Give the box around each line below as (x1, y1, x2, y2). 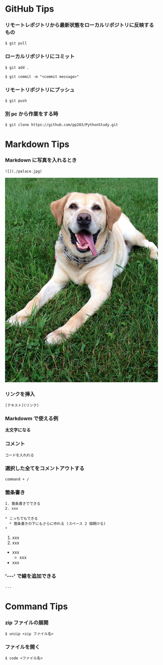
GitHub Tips (5, 3, 54, 15)
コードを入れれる (5, 453, 34, 458)
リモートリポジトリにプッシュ (5, 86, 75, 93)
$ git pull (5, 41, 27, 46)
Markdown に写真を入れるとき (5, 157, 77, 164)
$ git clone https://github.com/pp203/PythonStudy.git (5, 123, 118, 128)
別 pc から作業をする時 (5, 111, 58, 117)
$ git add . (5, 65, 29, 70)
